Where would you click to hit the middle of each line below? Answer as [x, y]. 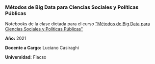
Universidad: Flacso [26, 57]
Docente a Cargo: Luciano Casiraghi [42, 48]
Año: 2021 [15, 38]
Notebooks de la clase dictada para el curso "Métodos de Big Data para [78, 24]
